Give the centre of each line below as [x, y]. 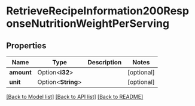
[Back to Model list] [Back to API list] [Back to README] [75, 97]
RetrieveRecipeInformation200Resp [98, 11]
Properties [26, 46]
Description [105, 62]
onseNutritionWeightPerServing [88, 24]
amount [20, 72]
